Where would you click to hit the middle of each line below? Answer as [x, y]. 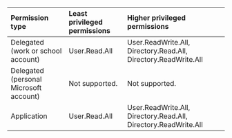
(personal [26, 79]
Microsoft [26, 88]
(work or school [36, 51]
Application [29, 116]
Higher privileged [157, 18]
